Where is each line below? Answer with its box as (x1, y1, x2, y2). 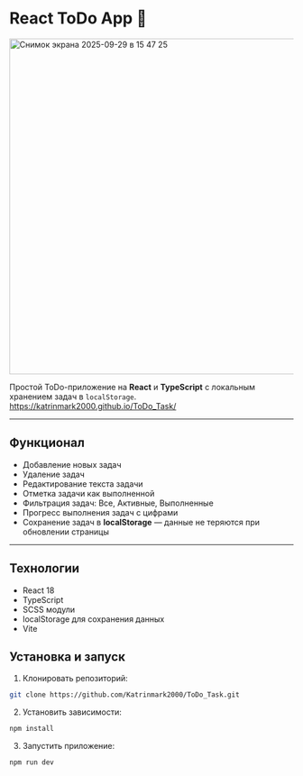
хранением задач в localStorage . (9, 391, 137, 402)
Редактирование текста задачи (22, 478, 143, 489)
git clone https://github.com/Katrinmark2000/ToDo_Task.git (9, 690, 241, 699)
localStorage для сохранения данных (22, 613, 165, 625)
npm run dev (9, 758, 54, 767)
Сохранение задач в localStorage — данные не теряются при (22, 516, 260, 527)
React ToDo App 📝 (9, 8, 147, 29)
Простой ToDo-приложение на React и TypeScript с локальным (9, 381, 255, 392)
